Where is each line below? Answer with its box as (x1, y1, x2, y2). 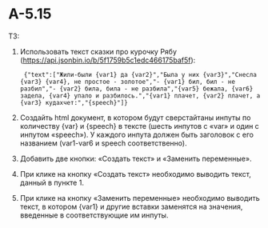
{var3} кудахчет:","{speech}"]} (19, 98, 128, 106)
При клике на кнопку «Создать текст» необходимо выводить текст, (19, 169, 252, 178)
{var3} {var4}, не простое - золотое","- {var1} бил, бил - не (19, 78, 236, 86)
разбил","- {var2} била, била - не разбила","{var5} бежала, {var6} (19, 85, 254, 93)
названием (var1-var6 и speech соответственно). (19, 138, 187, 148)
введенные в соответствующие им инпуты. (19, 210, 169, 220)
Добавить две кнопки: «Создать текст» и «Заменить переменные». (19, 154, 252, 163)
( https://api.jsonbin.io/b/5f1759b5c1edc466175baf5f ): (19, 55, 196, 65)
